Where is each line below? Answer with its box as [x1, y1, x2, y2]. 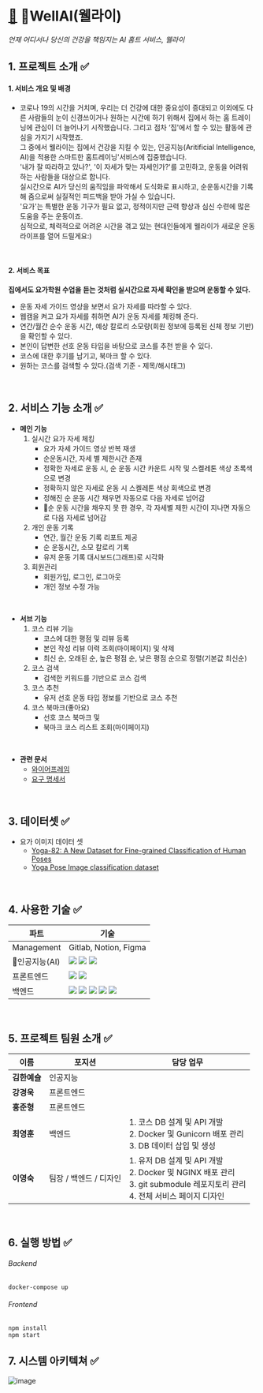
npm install [8, 1324, 47, 1332]
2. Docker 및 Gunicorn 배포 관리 [128, 1128, 244, 1139]
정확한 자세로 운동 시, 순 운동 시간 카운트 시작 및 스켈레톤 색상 [43, 463, 232, 473]
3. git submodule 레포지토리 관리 [128, 1178, 246, 1189]
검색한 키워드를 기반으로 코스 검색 [43, 672, 147, 683]
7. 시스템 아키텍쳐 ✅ [8, 1354, 99, 1368]
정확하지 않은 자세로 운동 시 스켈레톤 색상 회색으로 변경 [43, 483, 212, 492]
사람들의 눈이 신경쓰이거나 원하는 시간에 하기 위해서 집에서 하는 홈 [28, 112, 230, 122]
